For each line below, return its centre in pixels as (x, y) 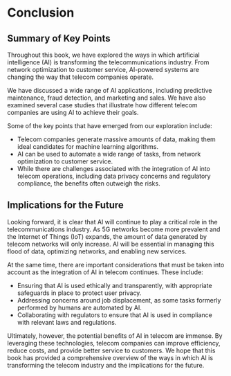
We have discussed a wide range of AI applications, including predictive (110, 90)
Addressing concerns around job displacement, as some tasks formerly (119, 300)
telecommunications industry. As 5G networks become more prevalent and (114, 229)
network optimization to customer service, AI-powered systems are (103, 70)
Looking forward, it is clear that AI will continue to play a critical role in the (112, 222)
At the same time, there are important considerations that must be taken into (116, 265)
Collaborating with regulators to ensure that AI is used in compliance (114, 315)
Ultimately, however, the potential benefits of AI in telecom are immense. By (115, 335)
